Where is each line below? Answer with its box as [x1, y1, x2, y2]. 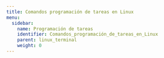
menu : [6, 14, 20, 21]
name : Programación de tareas [17, 25, 94, 32]
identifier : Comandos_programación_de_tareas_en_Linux [17, 31, 159, 37]
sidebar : [11, 20, 34, 26]
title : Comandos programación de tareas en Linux [6, 8, 134, 15]
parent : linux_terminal [17, 37, 77, 43]
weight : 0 [17, 43, 42, 49]
